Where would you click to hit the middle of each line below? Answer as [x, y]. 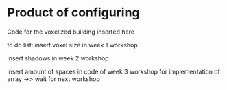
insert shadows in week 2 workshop [58, 58]
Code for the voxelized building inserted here [71, 32]
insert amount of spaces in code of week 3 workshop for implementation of [114, 71]
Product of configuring [73, 13]
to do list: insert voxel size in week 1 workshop [73, 45]
